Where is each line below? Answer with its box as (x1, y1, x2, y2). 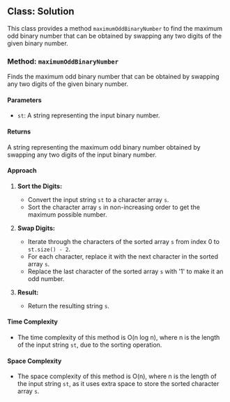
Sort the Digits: (17, 182, 63, 190)
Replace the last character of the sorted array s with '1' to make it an (27, 267, 224, 275)
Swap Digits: (17, 224, 56, 232)
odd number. (27, 274, 65, 282)
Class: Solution (7, 6, 75, 17)
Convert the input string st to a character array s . (27, 195, 169, 203)
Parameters (7, 96, 42, 104)
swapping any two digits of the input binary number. (7, 150, 157, 159)
